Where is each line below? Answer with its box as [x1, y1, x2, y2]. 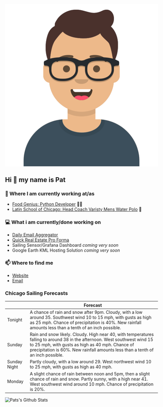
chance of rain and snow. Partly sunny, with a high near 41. [30, 376, 148, 382]
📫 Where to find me [5, 259, 53, 266]
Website [12, 272, 29, 278]
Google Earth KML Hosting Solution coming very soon [12, 247, 120, 253]
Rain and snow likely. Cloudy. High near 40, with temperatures [30, 332, 154, 338]
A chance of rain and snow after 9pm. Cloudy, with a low [30, 309, 143, 315]
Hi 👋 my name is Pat [5, 175, 66, 184]
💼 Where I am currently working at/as [5, 190, 95, 197]
